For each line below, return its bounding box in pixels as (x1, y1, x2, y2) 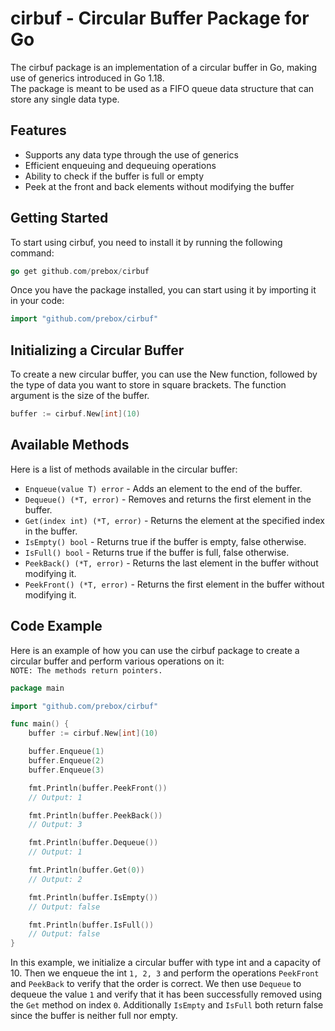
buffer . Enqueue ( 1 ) (28, 747, 105, 757)
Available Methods (10, 437, 130, 454)
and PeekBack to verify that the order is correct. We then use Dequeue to (10, 978, 302, 990)
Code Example (10, 618, 103, 635)
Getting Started (10, 210, 109, 227)
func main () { (10, 719, 70, 729)
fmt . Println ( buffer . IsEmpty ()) (28, 892, 159, 902)
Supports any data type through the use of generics (24, 148, 239, 161)
